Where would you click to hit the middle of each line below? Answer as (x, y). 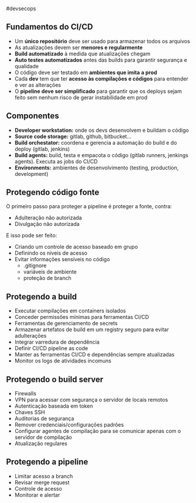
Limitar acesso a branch (44, 476)
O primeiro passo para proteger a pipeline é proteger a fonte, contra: (89, 206)
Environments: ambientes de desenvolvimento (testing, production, (97, 168)
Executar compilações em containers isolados (70, 311)
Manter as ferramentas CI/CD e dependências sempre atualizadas (94, 355)
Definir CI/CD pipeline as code (51, 348)
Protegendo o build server (55, 379)
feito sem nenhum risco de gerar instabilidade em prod (81, 97)
